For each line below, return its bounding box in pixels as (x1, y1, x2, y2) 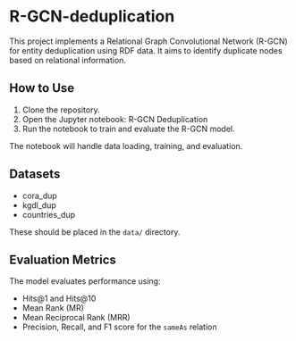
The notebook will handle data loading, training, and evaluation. (9, 140, 243, 151)
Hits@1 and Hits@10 (21, 293, 97, 304)
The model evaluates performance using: (9, 276, 161, 287)
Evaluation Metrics (9, 252, 116, 267)
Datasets (9, 167, 61, 182)
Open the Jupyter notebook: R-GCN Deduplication (21, 113, 208, 124)
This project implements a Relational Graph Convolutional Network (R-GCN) (9, 36, 288, 46)
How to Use (9, 80, 75, 96)
